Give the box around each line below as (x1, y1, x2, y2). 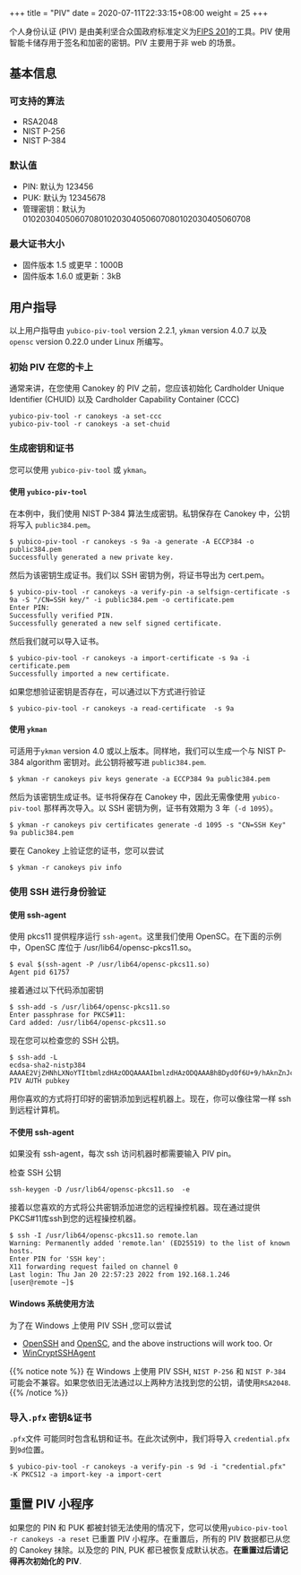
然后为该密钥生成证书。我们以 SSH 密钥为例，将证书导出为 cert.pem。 (9, 569, 270, 581)
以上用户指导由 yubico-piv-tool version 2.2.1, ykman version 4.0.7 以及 (9, 325, 267, 336)
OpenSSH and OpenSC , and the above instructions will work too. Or (21, 1338, 273, 1348)
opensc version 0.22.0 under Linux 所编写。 (9, 336, 168, 348)
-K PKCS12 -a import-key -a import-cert (9, 1469, 163, 1479)
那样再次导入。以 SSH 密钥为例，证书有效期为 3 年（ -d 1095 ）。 (43, 803, 279, 813)
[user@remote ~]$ (9, 1278, 74, 1287)
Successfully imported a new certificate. (9, 669, 170, 678)
